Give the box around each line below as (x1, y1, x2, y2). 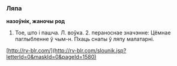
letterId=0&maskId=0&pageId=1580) (6, 54, 97, 61)
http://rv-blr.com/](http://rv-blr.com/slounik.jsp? (8, 47, 127, 54)
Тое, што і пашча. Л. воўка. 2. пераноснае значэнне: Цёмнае (14, 29, 171, 36)
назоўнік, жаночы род (6, 18, 65, 25)
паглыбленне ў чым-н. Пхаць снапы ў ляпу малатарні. (14, 36, 155, 43)
